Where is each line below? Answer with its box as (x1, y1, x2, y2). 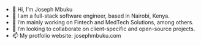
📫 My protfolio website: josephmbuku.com (12, 32, 121, 39)
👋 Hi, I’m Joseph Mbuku (12, 6, 73, 13)
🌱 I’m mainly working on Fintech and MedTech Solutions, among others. (12, 19, 194, 26)
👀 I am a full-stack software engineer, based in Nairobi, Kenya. (12, 12, 170, 19)
